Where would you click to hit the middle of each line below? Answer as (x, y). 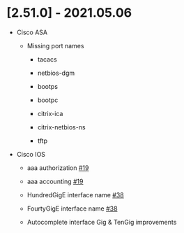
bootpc (48, 100)
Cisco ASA (32, 32)
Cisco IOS (31, 154)
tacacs (47, 59)
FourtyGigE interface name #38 (72, 209)
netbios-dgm (56, 73)
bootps (48, 86)
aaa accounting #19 (55, 181)
